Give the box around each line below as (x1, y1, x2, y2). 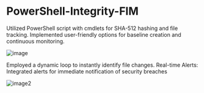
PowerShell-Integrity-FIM (6, 4, 139, 18)
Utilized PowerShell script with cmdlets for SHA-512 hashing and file (6, 24, 178, 32)
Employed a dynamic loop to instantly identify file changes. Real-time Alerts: (6, 61, 199, 69)
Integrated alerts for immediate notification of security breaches (6, 67, 168, 75)
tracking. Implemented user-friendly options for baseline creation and (6, 31, 181, 38)
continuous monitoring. (6, 37, 65, 45)
